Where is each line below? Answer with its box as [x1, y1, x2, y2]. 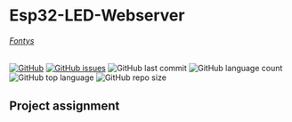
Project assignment [9, 98, 120, 113]
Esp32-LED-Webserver [9, 5, 185, 26]
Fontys [9, 35, 35, 45]
